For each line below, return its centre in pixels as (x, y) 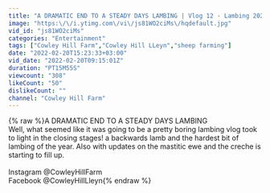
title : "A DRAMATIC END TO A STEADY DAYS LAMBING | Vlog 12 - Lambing (129, 16)
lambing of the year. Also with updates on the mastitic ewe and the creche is (135, 146)
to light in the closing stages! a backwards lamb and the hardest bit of (124, 138)
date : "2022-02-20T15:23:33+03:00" (68, 53)
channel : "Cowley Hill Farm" (57, 98)
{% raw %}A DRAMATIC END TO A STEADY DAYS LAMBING (108, 121)
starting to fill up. (37, 155)
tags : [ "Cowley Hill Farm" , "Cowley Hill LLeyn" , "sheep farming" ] (120, 46)
